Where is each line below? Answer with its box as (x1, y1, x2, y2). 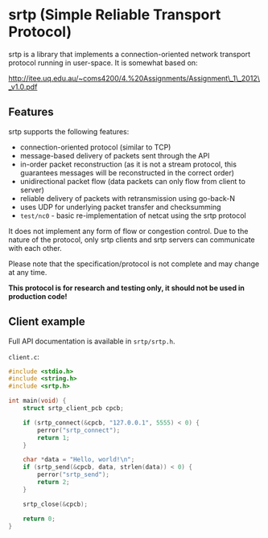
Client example (8, 315, 86, 329)
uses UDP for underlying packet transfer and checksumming (19, 202, 221, 212)
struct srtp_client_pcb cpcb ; (23, 405, 125, 413)
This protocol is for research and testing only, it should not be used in (8, 283, 245, 293)
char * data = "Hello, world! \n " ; (23, 456, 135, 464)
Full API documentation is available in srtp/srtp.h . (8, 336, 175, 346)
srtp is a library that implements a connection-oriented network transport (8, 49, 251, 59)
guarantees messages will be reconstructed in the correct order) (19, 167, 235, 178)
